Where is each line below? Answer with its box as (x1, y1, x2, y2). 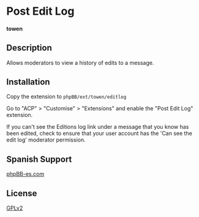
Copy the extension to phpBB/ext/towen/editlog (6, 93, 127, 101)
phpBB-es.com (6, 170, 45, 178)
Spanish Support (6, 154, 72, 164)
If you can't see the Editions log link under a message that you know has (6, 123, 189, 131)
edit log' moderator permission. (6, 136, 86, 143)
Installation (6, 77, 50, 87)
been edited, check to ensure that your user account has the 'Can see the (6, 130, 193, 137)
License (6, 188, 37, 199)
